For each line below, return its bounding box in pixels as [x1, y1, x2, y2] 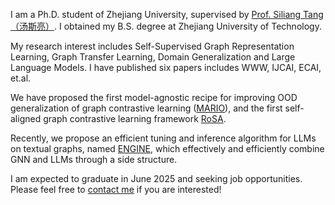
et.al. [10, 72, 32, 84]
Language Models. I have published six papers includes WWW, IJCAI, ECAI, [10, 62, 322, 73]
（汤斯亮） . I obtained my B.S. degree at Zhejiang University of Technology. [10, 20, 322, 32]
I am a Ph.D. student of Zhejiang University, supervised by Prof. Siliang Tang [10, 9, 324, 20]
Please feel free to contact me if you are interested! [10, 184, 222, 195]
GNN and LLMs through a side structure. [10, 154, 178, 165]
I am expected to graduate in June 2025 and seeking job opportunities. [10, 173, 303, 184]
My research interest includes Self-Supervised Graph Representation [10, 40, 295, 52]
